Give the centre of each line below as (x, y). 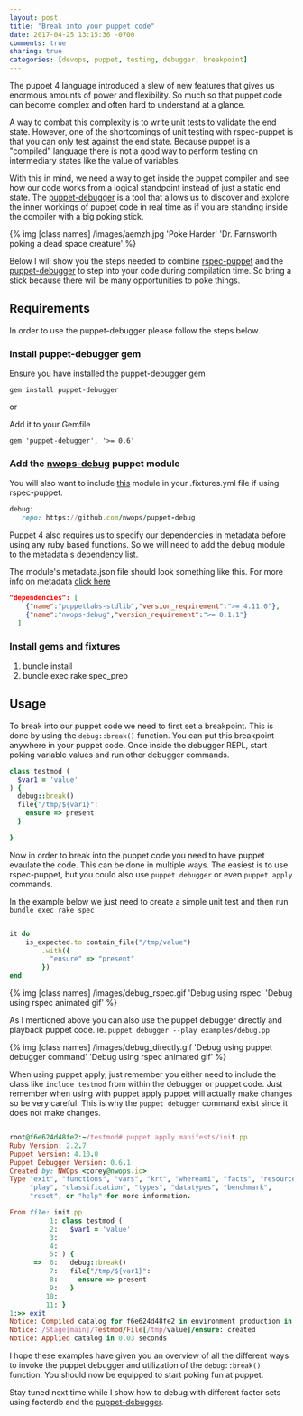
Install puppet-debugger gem (75, 353)
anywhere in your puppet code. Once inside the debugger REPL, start (138, 745)
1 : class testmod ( (86, 1221)
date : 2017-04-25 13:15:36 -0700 (72, 34)
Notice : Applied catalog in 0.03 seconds (88, 1338)
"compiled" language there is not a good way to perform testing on (134, 151)
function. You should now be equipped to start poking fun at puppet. (137, 1375)
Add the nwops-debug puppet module (95, 464)
